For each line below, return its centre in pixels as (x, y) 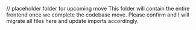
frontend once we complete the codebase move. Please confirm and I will (98, 15)
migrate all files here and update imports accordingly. (72, 21)
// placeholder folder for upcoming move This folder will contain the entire (98, 9)
